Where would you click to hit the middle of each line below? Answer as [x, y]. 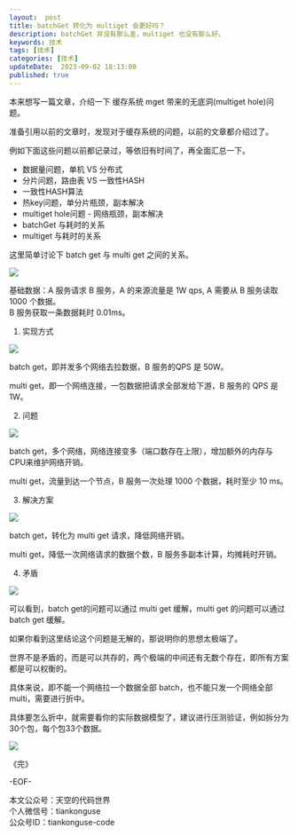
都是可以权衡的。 [40, 668]
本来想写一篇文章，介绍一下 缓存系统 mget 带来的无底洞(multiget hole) [138, 101]
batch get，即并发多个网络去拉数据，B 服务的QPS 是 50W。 [119, 367]
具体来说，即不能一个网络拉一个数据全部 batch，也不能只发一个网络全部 [141, 687]
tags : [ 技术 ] [32, 51]
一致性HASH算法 [53, 191]
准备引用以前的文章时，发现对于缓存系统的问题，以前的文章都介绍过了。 [141, 131]
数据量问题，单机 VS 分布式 [72, 169]
